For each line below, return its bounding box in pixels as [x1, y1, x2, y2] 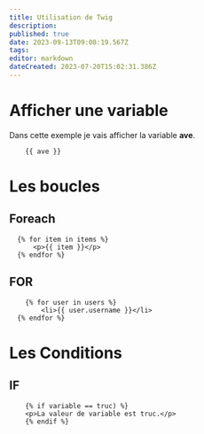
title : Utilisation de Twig [9, 12, 114, 22]
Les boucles [9, 176, 100, 196]
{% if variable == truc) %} [25, 401, 129, 410]
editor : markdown [9, 54, 74, 63]
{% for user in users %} [25, 298, 117, 306]
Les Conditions [9, 343, 122, 363]
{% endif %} [25, 417, 69, 426]
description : [9, 21, 58, 30]
